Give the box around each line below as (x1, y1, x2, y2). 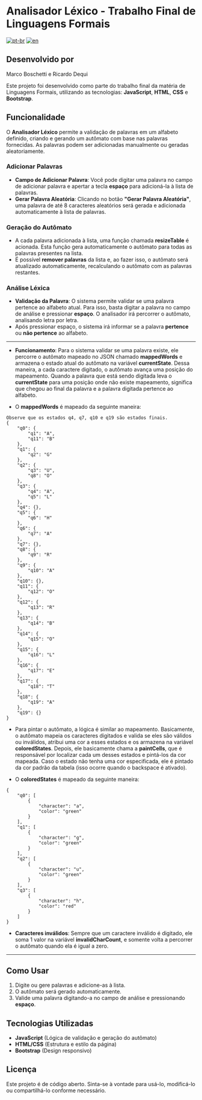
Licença (6, 1064, 37, 1075)
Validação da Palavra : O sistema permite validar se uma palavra (14, 297, 174, 305)
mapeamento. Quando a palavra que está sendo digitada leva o (14, 372, 173, 380)
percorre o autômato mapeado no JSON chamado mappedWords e (14, 353, 183, 361)
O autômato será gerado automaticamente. (14, 988, 122, 995)
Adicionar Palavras (6, 163, 63, 171)
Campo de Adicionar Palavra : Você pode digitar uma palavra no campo (14, 176, 193, 183)
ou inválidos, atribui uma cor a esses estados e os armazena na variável (14, 739, 194, 746)
